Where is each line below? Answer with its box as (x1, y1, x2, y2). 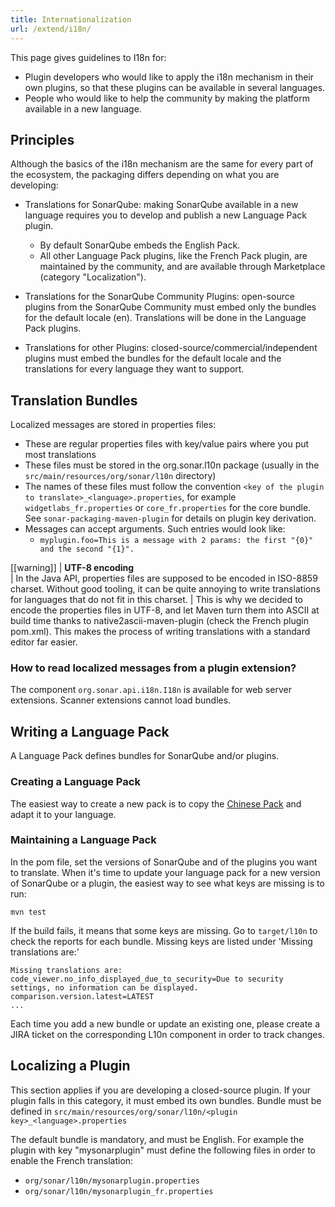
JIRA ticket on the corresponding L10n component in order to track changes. (10, 1028, 325, 1040)
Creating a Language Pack (10, 775, 141, 789)
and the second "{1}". (39, 544, 135, 555)
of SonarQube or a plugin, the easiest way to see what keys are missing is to (10, 877, 325, 889)
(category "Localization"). (39, 271, 147, 283)
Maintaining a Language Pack (10, 833, 157, 847)
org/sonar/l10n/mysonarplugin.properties (24, 1176, 200, 1186)
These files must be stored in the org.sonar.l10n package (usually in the (24, 459, 320, 471)
